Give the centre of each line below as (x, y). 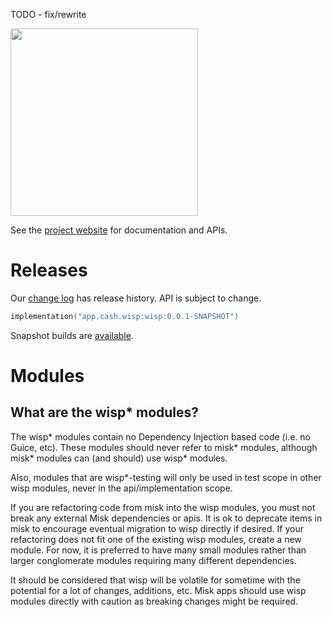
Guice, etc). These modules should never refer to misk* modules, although (164, 447)
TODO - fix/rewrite (48, 14)
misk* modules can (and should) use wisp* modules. (119, 458)
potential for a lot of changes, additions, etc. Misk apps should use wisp (158, 590)
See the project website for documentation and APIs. (119, 230)
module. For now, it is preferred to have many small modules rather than (158, 550)
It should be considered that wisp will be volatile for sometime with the (155, 580)
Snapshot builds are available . (72, 335)
